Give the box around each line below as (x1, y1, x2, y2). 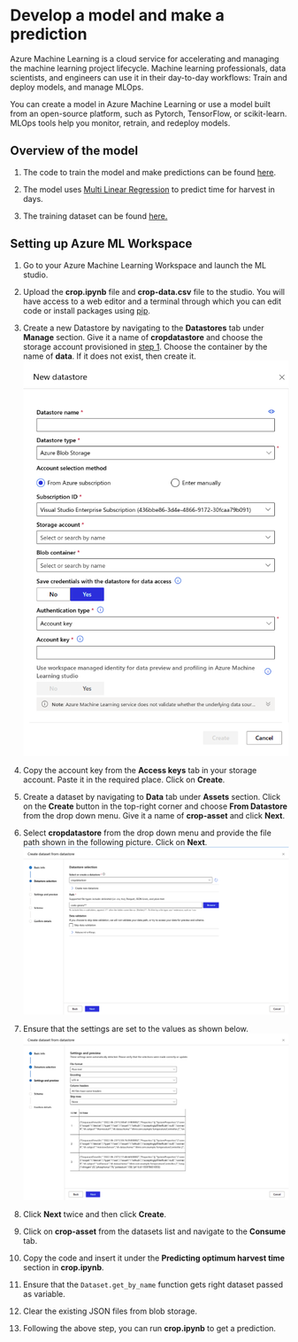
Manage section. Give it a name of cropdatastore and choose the (22, 331, 264, 342)
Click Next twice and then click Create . (22, 1209, 167, 1220)
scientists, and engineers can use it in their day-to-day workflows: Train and (10, 72, 287, 82)
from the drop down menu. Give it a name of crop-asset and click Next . (22, 811, 286, 821)
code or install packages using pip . (22, 305, 151, 315)
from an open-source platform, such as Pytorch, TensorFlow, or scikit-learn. (10, 108, 287, 119)
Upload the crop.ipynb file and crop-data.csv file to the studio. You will (22, 286, 286, 297)
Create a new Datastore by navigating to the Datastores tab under (22, 322, 264, 333)
